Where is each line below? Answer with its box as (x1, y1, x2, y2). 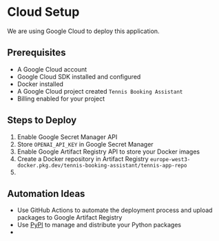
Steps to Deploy (7, 114, 77, 126)
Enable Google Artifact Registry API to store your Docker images (17, 147, 200, 156)
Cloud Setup (7, 4, 80, 20)
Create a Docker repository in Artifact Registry (17, 154, 149, 163)
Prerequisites (7, 47, 66, 59)
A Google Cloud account (17, 65, 87, 73)
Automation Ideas (7, 187, 85, 200)
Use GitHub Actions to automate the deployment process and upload (17, 206, 213, 214)
